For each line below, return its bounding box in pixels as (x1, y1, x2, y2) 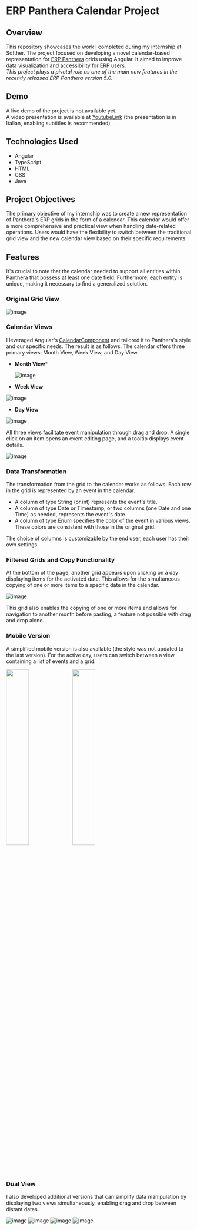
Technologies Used (6, 137, 78, 147)
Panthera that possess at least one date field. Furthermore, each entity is (6, 274, 183, 281)
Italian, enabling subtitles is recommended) (6, 120, 111, 127)
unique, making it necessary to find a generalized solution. (6, 280, 148, 287)
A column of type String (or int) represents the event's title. (14, 499, 158, 506)
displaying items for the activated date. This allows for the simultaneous (6, 575, 181, 582)
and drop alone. (6, 617, 45, 624)
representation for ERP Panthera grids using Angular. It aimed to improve (6, 56, 182, 62)
